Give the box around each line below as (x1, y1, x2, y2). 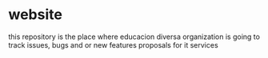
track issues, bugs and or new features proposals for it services (8, 40, 218, 49)
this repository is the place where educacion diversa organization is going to (8, 32, 260, 41)
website (8, 6, 62, 24)
